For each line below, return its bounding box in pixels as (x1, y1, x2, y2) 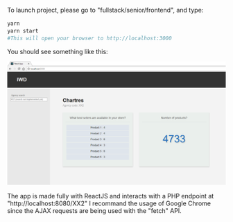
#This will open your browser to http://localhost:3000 (7, 35, 172, 42)
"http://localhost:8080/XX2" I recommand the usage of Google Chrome (7, 199, 212, 207)
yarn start (7, 27, 39, 34)
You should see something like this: (7, 47, 109, 55)
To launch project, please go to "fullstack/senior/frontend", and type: (7, 6, 204, 14)
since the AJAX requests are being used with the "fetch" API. (7, 206, 182, 214)
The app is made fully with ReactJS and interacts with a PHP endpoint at (7, 191, 214, 200)
